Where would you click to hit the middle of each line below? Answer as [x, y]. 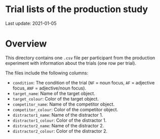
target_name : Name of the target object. [54, 93]
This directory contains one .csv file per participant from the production [80, 58]
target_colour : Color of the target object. [55, 99]
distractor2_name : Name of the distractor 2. [58, 125]
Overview [26, 44]
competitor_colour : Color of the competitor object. [65, 109]
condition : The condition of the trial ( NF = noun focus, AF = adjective [84, 82]
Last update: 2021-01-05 [31, 23]
